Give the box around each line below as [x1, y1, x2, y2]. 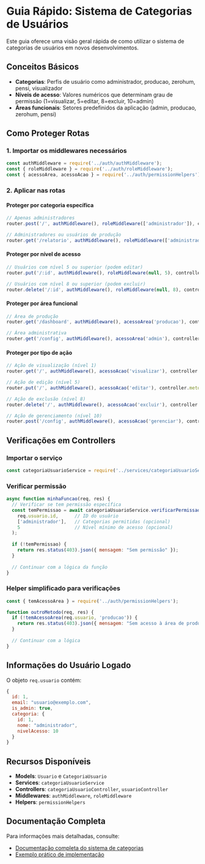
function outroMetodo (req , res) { [6, 609, 95, 615]
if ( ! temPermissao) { [12, 541, 67, 548]
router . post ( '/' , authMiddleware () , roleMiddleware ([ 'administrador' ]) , [6, 221, 195, 227]
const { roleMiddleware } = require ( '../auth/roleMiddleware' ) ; [6, 166, 173, 172]
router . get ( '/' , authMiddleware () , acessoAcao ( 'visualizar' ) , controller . [6, 368, 201, 374]
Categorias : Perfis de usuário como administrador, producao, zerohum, [15, 78, 195, 85]
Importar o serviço [6, 454, 63, 462]
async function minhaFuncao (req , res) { [6, 496, 111, 502]
